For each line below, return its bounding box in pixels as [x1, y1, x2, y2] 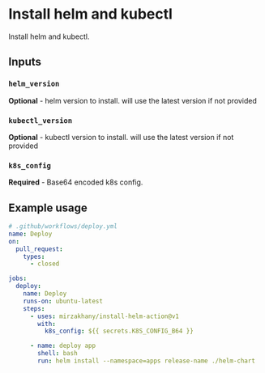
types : [23, 252, 45, 261]
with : [37, 320, 57, 328]
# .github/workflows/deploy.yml [8, 223, 118, 231]
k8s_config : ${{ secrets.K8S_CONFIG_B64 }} [44, 327, 194, 336]
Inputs [8, 55, 42, 69]
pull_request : [15, 244, 63, 253]
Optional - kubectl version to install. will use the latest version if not [8, 132, 234, 142]
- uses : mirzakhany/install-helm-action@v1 [29, 312, 180, 320]
